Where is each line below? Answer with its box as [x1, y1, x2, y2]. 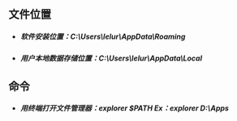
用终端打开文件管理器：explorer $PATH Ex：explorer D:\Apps [19, 103, 230, 113]
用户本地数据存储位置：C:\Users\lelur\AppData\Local [19, 53, 203, 63]
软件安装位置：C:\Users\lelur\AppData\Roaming [19, 31, 186, 41]
